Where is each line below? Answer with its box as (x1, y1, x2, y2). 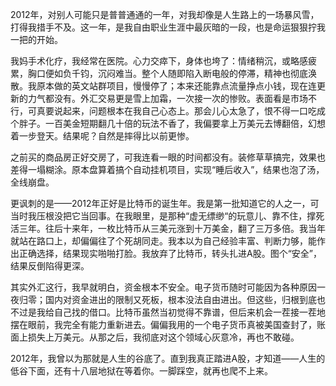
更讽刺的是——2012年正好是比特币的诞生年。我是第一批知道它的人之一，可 (10, 198, 320, 209)
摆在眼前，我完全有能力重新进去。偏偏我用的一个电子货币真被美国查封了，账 (10, 319, 326, 330)
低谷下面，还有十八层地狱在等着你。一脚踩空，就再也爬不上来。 (10, 365, 273, 377)
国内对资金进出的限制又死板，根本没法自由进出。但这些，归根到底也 (44, 294, 326, 305)
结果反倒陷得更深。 (10, 260, 90, 272)
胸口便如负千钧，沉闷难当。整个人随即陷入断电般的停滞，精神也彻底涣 (27, 68, 317, 79)
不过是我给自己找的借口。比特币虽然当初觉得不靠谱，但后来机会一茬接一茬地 (10, 306, 326, 318)
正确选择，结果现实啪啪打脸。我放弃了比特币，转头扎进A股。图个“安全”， (18, 248, 322, 259)
